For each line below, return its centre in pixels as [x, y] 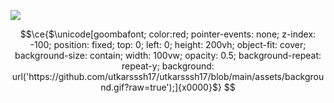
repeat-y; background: [168, 66]
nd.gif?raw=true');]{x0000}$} [161, 87]
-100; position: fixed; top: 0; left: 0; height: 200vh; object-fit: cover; [168, 44]
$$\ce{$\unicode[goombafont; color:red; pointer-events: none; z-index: [168, 34]
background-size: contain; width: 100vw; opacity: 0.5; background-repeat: [168, 55]
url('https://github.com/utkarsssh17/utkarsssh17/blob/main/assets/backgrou [168, 76]
